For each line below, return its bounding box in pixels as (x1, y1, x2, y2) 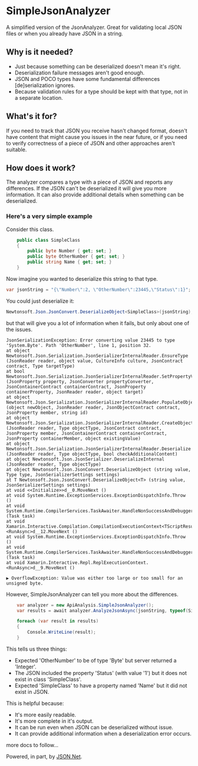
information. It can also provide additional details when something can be (6, 191, 184, 199)
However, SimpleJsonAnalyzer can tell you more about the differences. (6, 590, 179, 598)
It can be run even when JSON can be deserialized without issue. (14, 723, 174, 731)
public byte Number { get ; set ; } (27, 248, 112, 254)
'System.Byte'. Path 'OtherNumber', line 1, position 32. (6, 342, 151, 348)
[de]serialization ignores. (14, 82, 75, 89)
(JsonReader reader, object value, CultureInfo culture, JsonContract (6, 358, 183, 364)
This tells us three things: (6, 645, 68, 653)
